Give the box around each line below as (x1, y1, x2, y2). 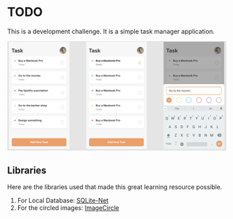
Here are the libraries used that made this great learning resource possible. (7, 183, 223, 191)
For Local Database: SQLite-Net (17, 196, 109, 205)
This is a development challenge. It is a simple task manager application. (7, 27, 215, 35)
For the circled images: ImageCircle (17, 204, 120, 212)
